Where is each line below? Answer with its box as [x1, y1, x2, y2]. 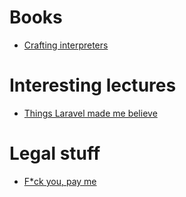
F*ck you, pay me [23, 175, 97, 187]
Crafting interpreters [23, 39, 109, 51]
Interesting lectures [9, 74, 177, 97]
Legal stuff [9, 142, 101, 165]
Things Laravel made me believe [23, 107, 158, 119]
